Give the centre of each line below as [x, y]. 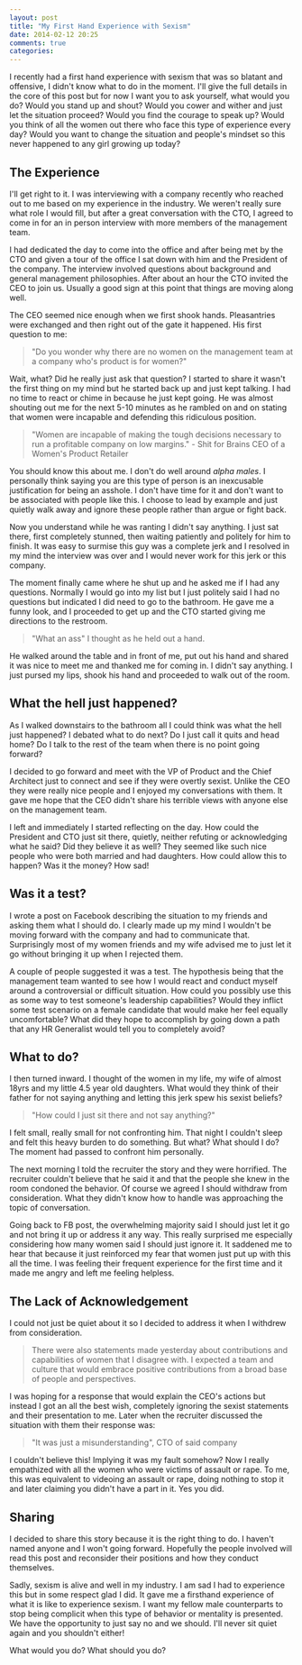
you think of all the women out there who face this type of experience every [150, 125]
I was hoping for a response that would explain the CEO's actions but [137, 1396]
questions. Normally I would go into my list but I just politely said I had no [145, 592]
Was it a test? [48, 894]
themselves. [32, 1568]
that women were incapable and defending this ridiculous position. [133, 416]
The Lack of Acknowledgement [99, 1301]
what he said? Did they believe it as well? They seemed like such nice [138, 846]
